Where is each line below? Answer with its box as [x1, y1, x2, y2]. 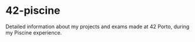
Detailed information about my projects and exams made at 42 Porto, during [5, 23, 190, 30]
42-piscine [5, 4, 60, 17]
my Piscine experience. [5, 29, 62, 36]
